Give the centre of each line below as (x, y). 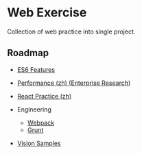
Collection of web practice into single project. (71, 31)
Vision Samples (39, 143)
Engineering (34, 109)
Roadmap (28, 53)
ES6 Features (36, 69)
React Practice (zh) (44, 96)
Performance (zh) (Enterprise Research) (74, 83)
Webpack (41, 123)
